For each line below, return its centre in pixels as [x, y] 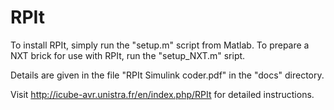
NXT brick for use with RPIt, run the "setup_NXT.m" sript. [128, 55]
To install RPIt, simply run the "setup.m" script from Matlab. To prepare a [160, 45]
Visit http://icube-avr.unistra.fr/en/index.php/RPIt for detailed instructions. [162, 94]
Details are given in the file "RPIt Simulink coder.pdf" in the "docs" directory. [167, 75]
